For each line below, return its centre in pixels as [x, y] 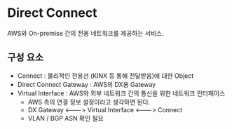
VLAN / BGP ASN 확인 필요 [66, 118]
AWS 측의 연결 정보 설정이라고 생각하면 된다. [89, 102]
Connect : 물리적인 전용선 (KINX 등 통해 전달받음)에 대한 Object [105, 76]
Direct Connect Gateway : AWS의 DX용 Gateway [87, 84]
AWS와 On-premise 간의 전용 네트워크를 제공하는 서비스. [86, 33]
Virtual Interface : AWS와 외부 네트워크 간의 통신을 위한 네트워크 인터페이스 [121, 93]
